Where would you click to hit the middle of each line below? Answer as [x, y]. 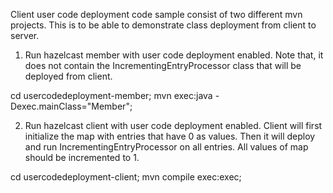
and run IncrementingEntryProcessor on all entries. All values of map [166, 147]
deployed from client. [68, 76]
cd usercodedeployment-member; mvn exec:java [111, 95]
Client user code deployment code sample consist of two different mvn [156, 14]
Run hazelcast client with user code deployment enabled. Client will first [173, 125]
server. [25, 35]
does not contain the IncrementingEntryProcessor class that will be [163, 65]
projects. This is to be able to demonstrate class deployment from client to [163, 25]
